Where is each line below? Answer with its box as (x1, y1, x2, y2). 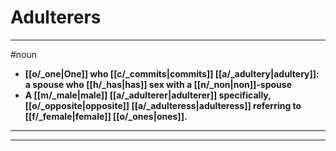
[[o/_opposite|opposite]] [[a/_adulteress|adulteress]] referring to (24, 99, 302, 111)
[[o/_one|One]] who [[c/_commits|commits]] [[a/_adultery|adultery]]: (24, 67, 320, 80)
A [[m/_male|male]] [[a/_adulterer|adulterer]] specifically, (24, 89, 272, 101)
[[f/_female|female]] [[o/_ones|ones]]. (24, 110, 188, 122)
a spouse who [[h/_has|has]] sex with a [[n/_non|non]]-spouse (24, 78, 293, 90)
